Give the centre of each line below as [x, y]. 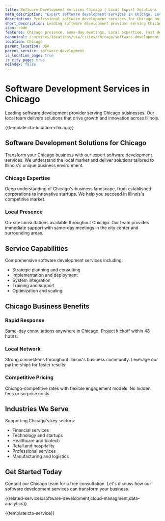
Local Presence [24, 212]
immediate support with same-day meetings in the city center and [72, 228]
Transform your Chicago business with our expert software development [79, 155]
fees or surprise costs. [28, 393]
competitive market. [25, 199]
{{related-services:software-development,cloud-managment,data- [72, 498]
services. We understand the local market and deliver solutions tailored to [80, 160]
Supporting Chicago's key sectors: [40, 421]
